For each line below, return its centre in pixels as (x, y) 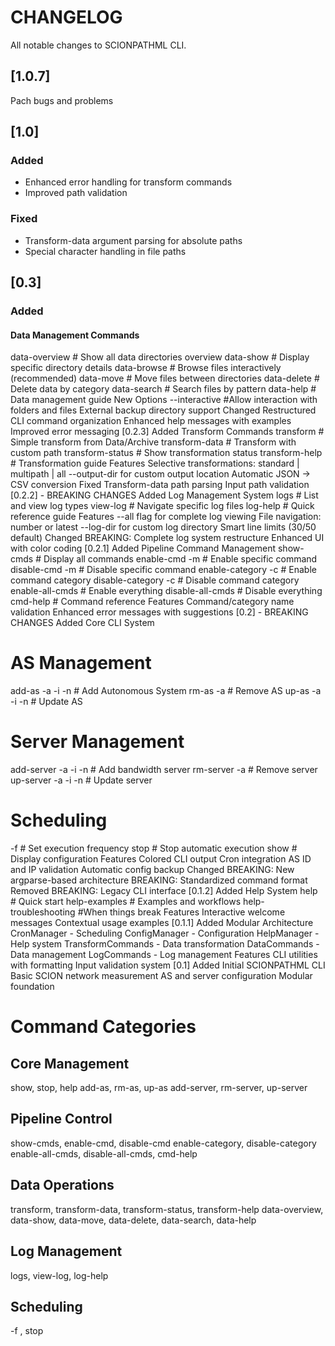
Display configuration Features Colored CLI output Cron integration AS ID (161, 859)
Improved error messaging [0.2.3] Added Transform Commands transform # (167, 432)
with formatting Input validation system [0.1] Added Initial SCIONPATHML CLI (168, 965)
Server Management (97, 742)
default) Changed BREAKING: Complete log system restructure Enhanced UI (167, 538)
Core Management (70, 1063)
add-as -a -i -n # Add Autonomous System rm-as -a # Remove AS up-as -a (166, 691)
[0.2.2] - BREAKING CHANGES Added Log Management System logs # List (164, 495)
